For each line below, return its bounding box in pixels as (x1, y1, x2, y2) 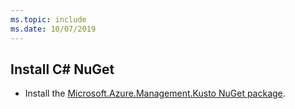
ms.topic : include (10, 14, 87, 25)
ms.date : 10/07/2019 (10, 24, 97, 34)
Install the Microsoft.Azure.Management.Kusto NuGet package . (24, 87, 286, 100)
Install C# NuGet (10, 61, 115, 78)
